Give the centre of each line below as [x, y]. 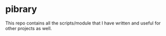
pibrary [21, 9]
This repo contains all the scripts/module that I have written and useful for [83, 23]
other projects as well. [29, 28]
